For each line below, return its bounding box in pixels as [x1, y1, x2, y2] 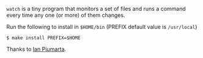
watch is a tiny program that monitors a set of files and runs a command [6, 5, 186, 12]
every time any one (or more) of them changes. [6, 11, 125, 19]
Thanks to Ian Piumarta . [6, 45, 66, 53]
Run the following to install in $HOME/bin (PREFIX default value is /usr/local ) [6, 24, 197, 30]
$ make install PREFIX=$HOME [6, 35, 81, 41]
